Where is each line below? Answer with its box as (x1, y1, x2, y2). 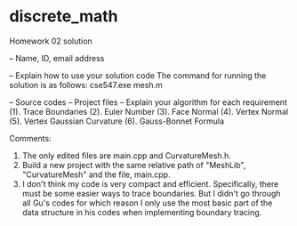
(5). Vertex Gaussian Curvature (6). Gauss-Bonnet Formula (9, 116, 225, 126)
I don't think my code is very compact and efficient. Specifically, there (21, 178, 279, 189)
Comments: (9, 133, 52, 143)
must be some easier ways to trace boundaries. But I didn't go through (21, 188, 282, 198)
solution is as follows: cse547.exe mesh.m (9, 79, 163, 90)
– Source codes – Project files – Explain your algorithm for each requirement (9, 96, 287, 108)
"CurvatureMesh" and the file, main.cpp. (21, 169, 171, 180)
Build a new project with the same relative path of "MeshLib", (21, 159, 246, 170)
